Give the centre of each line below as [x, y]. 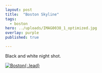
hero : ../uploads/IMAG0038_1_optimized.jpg [51, 28]
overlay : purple [22, 33]
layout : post [19, 10]
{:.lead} [32, 66]
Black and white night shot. [33, 56]
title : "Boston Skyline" [32, 14]
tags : [11, 19]
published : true [22, 38]
